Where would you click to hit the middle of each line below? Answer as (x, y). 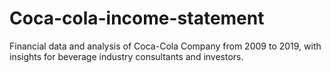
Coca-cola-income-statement (137, 18)
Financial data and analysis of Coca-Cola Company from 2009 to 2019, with (165, 46)
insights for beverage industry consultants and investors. (126, 56)
